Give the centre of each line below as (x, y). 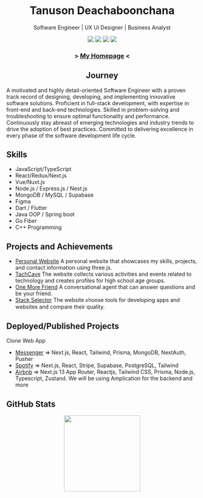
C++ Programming (38, 227)
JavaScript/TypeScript (43, 169)
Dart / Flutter (31, 208)
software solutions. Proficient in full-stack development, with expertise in (98, 103)
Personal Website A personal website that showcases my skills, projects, (106, 261)
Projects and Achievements (60, 246)
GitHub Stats (31, 404)
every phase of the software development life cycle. (71, 135)
